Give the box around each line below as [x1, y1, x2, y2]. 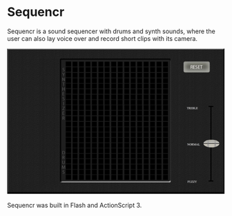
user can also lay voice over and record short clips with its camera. [7, 34, 198, 42]
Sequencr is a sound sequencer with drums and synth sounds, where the [7, 27, 215, 35]
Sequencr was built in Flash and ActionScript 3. [7, 201, 142, 209]
